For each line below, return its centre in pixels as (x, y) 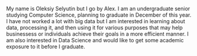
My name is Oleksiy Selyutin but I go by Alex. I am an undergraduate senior (98, 9)
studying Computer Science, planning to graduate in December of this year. (99, 15)
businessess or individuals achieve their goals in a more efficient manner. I (97, 34)
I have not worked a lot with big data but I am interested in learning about (96, 21)
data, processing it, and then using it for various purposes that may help (95, 27)
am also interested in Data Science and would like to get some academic (95, 40)
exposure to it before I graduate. (46, 46)
